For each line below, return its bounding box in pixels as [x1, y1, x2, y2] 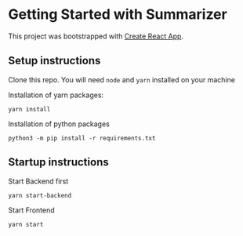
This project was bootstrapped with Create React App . [8, 31, 184, 41]
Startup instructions [8, 155, 109, 169]
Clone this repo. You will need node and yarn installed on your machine [8, 74, 235, 84]
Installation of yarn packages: [8, 90, 104, 100]
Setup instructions [8, 54, 101, 67]
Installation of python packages [8, 119, 110, 129]
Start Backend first [8, 176, 69, 186]
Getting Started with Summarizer [8, 5, 227, 24]
